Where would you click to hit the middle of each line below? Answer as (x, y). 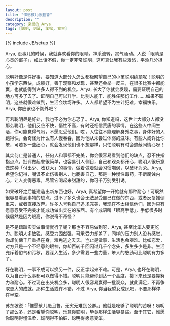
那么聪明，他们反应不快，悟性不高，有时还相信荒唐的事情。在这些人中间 (80, 126)
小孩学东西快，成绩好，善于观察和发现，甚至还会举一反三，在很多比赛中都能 (85, 83)
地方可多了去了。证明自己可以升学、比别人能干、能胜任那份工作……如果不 (82, 96)
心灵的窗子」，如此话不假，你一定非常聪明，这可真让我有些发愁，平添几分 (82, 60)
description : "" (22, 19)
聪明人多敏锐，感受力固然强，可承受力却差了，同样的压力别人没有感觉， (89, 234)
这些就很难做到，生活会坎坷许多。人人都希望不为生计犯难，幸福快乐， (87, 102)
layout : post (19, 10)
